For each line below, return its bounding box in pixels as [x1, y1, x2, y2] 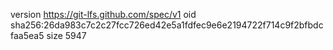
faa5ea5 [10, 30, 45, 41]
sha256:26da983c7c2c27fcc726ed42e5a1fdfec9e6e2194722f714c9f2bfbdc [10, 19, 324, 31]
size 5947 [46, 30, 87, 41]
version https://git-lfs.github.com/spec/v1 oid [10, 9, 197, 20]
